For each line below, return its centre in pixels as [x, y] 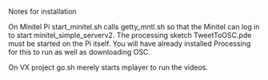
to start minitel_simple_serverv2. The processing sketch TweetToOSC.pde [130, 35]
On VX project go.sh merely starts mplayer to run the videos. [108, 67]
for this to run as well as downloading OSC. [79, 52]
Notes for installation [43, 11]
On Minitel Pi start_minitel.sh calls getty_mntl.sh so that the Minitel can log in [134, 27]
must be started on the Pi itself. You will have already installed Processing [130, 44]
